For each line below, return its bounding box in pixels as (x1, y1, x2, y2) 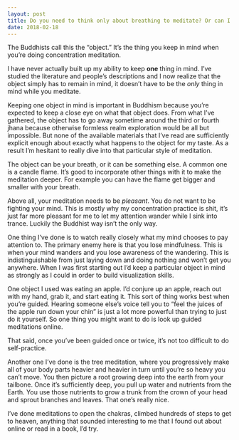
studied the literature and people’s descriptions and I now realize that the (7, 72, 221, 80)
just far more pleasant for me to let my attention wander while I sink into (7, 211, 218, 221)
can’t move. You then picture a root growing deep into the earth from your (7, 373, 224, 382)
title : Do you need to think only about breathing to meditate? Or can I (7, 17, 231, 24)
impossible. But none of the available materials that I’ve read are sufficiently (7, 131, 230, 140)
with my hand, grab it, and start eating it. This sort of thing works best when (7, 293, 230, 301)
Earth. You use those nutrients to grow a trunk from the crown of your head (7, 388, 228, 397)
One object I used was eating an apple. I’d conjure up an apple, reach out (7, 285, 222, 293)
